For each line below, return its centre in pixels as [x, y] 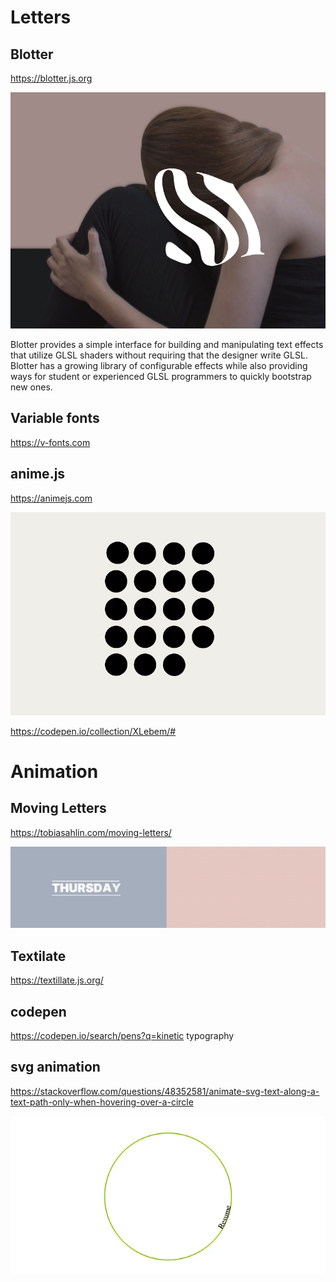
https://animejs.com [51, 498]
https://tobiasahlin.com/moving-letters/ [91, 832]
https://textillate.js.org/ [57, 980]
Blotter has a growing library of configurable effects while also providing [159, 365]
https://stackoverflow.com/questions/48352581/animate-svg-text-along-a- [165, 1091]
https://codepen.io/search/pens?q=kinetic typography [122, 1035]
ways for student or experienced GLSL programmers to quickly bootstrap [161, 376]
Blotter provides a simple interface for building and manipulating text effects [167, 344]
